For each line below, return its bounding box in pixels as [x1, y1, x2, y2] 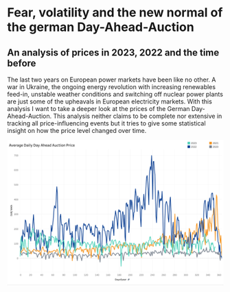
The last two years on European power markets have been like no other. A [7, 75, 216, 84]
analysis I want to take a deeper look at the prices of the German [7, 105, 190, 112]
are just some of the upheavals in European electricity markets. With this [7, 97, 213, 106]
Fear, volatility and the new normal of [7, 5, 223, 21]
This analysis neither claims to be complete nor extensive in [53, 112, 222, 120]
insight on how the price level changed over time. [7, 127, 147, 134]
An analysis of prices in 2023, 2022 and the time [7, 47, 220, 58]
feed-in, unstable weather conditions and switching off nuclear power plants [7, 90, 223, 98]
